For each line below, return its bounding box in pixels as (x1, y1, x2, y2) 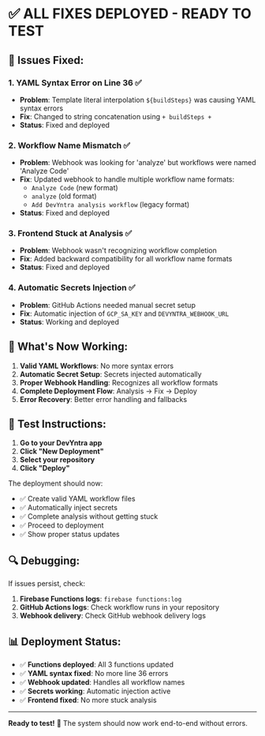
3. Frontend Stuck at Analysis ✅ (8, 228, 132, 239)
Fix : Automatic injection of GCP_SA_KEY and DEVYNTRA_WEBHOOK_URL (19, 309, 230, 318)
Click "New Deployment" (19, 447, 104, 456)
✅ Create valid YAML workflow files (19, 494, 136, 504)
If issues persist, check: (8, 579, 85, 588)
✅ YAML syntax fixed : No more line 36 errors (19, 669, 169, 678)
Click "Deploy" (19, 464, 70, 473)
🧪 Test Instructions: (8, 417, 106, 430)
